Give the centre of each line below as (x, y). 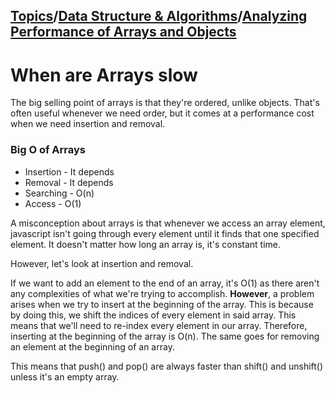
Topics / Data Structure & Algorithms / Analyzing (159, 16)
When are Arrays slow (104, 75)
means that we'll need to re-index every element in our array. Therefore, (159, 325)
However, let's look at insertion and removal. (102, 263)
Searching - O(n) (59, 193)
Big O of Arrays (48, 150)
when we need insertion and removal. (88, 124)
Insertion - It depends (69, 171)
